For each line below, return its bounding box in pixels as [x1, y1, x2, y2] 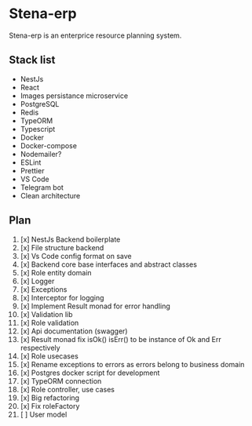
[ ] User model [20, 410, 68, 419]
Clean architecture [20, 191, 81, 200]
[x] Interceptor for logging [20, 293, 104, 302]
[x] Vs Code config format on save [20, 251, 132, 260]
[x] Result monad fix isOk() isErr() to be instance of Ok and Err [20, 334, 222, 344]
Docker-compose [20, 140, 78, 150]
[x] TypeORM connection [20, 376, 102, 385]
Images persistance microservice [20, 91, 129, 100]
